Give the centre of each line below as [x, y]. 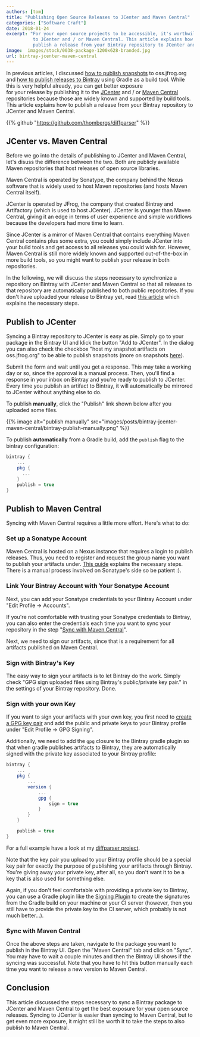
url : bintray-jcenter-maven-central [51, 56]
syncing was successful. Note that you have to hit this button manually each [99, 963]
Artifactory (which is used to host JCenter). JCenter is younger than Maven [99, 211]
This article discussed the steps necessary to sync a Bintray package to [94, 1002]
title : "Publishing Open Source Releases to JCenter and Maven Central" [98, 17]
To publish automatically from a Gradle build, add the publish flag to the [95, 439]
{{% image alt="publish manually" [48, 422]
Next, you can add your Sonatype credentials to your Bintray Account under [99, 599]
